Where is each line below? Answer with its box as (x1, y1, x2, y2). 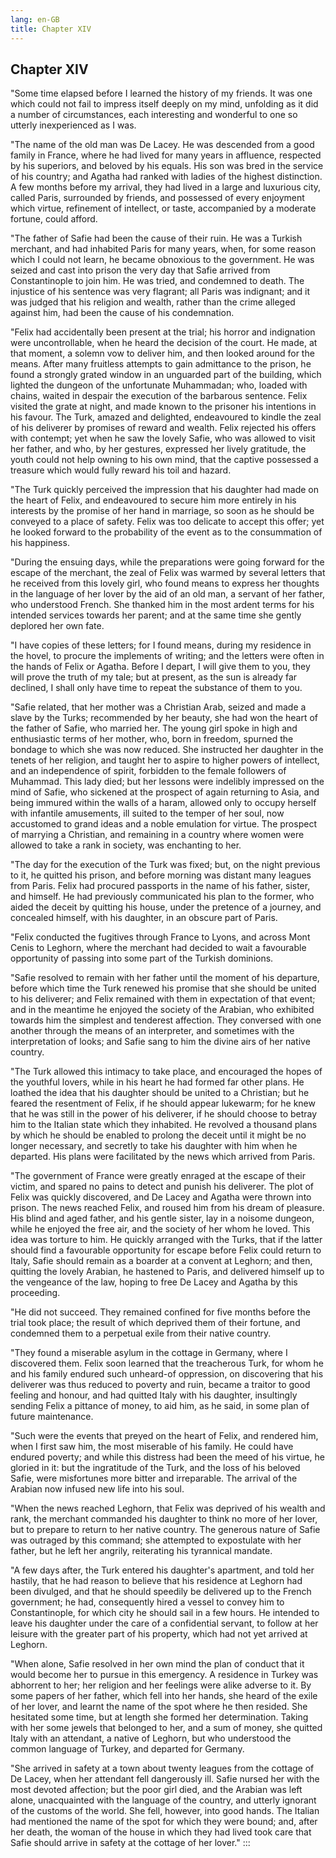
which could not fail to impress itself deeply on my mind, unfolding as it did (10, 98, 319, 110)
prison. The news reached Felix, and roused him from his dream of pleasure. (10, 1202, 325, 1214)
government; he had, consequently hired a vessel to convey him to (10, 1596, 285, 1608)
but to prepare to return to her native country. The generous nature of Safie (10, 1524, 321, 1536)
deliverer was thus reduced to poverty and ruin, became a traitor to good (10, 1379, 311, 1391)
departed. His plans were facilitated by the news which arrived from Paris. (10, 1151, 316, 1163)
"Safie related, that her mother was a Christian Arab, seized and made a (10, 701, 307, 713)
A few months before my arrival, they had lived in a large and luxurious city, (10, 181, 322, 193)
